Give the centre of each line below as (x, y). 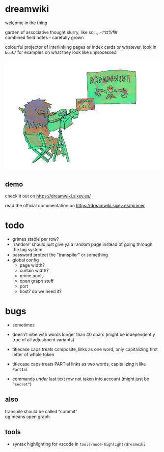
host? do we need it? (41, 291)
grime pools (32, 276)
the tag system (27, 250)
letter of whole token (33, 354)
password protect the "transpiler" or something (60, 255)
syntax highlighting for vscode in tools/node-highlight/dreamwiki (79, 444)
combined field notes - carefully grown (44, 37)
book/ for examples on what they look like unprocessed (61, 52)
